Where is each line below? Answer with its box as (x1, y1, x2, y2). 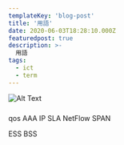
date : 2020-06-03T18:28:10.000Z (8, 26, 116, 34)
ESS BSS (8, 129, 38, 139)
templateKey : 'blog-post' (8, 11, 94, 20)
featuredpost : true (8, 34, 74, 42)
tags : (8, 57, 26, 65)
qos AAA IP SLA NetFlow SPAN (8, 113, 111, 123)
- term (15, 71, 38, 79)
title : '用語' (8, 19, 54, 27)
